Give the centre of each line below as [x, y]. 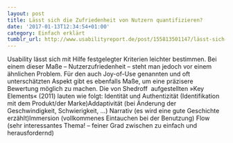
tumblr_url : [24, 40]
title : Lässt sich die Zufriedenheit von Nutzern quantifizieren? [105, 20]
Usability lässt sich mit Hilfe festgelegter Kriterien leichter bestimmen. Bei [112, 59]
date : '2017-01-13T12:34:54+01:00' [59, 26]
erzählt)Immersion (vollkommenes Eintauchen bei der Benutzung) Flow [109, 118]
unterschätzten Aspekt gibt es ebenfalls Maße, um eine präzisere [100, 81]
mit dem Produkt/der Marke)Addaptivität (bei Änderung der [92, 103]
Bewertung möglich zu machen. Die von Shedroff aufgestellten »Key [106, 89]
